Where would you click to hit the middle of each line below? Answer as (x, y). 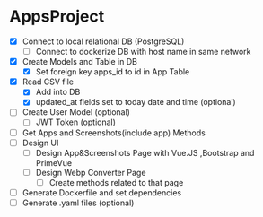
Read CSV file (48, 82)
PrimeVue (54, 162)
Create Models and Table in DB (79, 62)
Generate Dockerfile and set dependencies (102, 192)
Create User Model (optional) (76, 112)
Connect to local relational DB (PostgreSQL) (103, 41)
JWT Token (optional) (76, 122)
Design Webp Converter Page (91, 172)
